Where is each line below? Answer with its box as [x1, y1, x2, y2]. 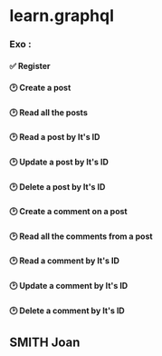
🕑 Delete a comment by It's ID [9, 305, 125, 316]
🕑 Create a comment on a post [9, 206, 129, 217]
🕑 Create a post [9, 83, 71, 94]
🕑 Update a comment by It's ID [9, 281, 129, 292]
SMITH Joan [9, 335, 81, 351]
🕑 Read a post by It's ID [9, 132, 100, 143]
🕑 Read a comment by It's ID [9, 255, 120, 266]
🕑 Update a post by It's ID [9, 156, 109, 168]
